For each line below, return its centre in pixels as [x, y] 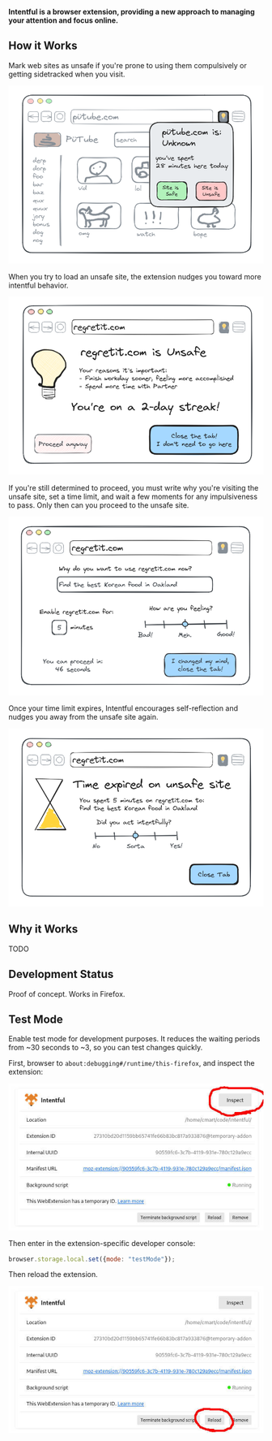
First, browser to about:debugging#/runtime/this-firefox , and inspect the [132, 1063]
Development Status [61, 974]
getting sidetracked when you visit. [67, 74]
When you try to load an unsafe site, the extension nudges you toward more [135, 277]
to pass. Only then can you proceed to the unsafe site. [99, 505]
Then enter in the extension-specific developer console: [102, 1243]
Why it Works [43, 929]
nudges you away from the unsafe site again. [83, 716]
